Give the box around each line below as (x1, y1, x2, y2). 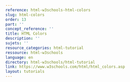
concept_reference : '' (5, 26, 54, 32)
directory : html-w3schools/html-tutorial (5, 60, 96, 65)
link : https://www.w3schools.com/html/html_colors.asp (5, 64, 125, 69)
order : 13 (5, 17, 27, 22)
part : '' (5, 21, 24, 27)
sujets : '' (5, 41, 29, 46)
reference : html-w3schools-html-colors (5, 7, 91, 13)
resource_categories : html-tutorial (5, 45, 84, 50)
